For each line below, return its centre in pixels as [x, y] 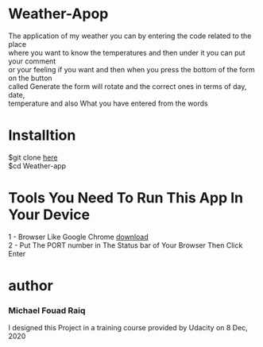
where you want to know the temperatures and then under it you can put [127, 52]
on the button [31, 78]
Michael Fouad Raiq [47, 310]
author [31, 286]
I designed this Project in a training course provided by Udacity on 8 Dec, [128, 328]
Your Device [49, 215]
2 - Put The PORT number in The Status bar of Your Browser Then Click [126, 245]
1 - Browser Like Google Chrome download [78, 237]
